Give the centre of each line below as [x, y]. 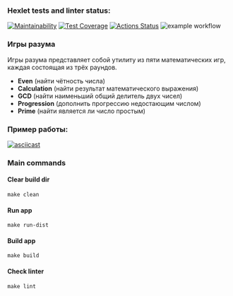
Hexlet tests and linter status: [59, 11]
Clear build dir [29, 179]
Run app [20, 210]
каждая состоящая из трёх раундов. [62, 67]
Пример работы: [38, 129]
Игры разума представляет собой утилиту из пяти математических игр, [116, 59]
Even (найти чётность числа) [61, 81]
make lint [22, 286]
